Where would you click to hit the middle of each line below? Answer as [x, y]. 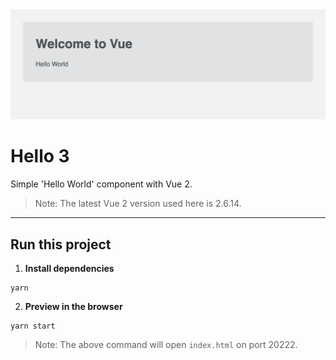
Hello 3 [40, 156]
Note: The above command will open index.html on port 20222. [166, 344]
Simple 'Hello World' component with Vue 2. [101, 184]
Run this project [61, 244]
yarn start [33, 326]
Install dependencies [69, 268]
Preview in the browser [73, 306]
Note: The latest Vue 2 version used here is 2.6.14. [138, 204]
